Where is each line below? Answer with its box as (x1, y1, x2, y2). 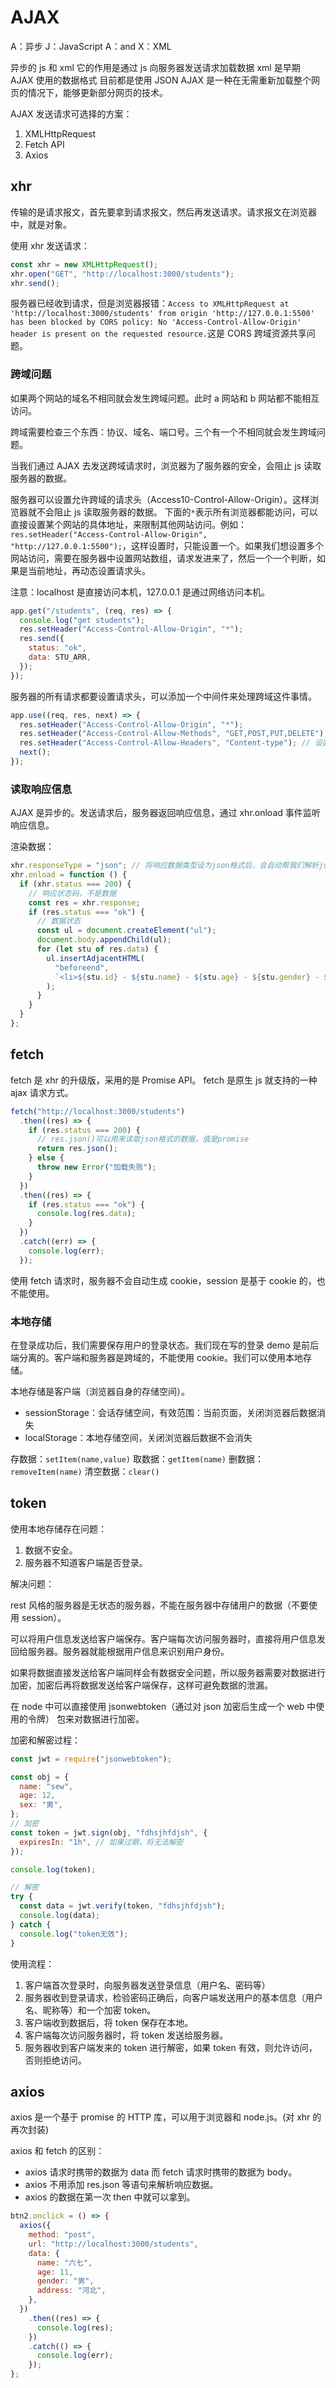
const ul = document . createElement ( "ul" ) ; (36, 926, 217, 936)
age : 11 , (36, 2267, 74, 2277)
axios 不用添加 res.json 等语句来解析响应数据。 (24, 2179, 219, 2191)
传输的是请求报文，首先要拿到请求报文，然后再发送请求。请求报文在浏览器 (10, 206, 317, 218)
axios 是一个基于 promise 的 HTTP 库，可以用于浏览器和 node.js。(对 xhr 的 (10, 2111, 322, 2123)
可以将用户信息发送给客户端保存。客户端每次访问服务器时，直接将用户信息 (10, 1632, 317, 1645)
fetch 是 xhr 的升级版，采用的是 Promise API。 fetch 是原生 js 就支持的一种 (10, 1074, 318, 1086)
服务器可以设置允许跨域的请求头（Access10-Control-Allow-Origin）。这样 (10, 493, 311, 505)
